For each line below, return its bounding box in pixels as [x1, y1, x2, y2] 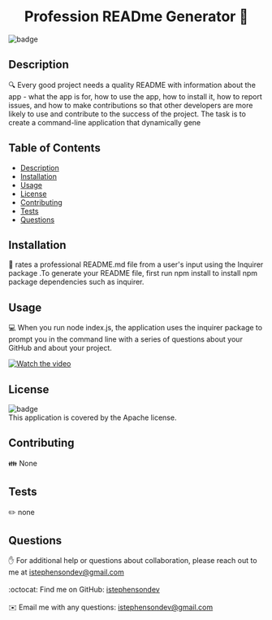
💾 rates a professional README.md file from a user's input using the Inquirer [8, 260, 264, 269]
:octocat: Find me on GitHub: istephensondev [8, 585, 160, 595]
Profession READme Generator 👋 [24, 7, 249, 26]
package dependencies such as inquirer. [8, 277, 145, 287]
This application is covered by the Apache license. [8, 413, 177, 422]
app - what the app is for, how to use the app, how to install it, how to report [8, 91, 262, 101]
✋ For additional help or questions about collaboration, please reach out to [8, 556, 257, 565]
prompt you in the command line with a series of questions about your [8, 334, 244, 344]
